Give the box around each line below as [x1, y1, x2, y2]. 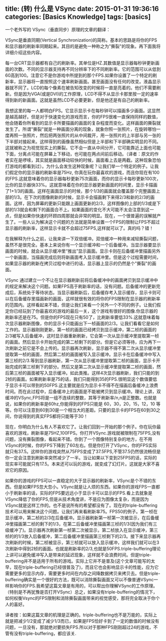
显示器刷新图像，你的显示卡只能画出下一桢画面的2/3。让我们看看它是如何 [9, 320, 160, 326]
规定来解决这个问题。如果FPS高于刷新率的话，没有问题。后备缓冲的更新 [9, 283, 157, 289]
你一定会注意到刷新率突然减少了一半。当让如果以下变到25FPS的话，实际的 [5, 454, 157, 460]
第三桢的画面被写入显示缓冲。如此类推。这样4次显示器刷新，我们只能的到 [9, 370, 160, 376]
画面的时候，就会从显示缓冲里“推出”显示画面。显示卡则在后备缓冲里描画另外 [5, 248, 161, 254]
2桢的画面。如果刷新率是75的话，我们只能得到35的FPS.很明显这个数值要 [5, 376, 153, 382]
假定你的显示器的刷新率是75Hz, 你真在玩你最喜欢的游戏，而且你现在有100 [9, 169, 160, 175]
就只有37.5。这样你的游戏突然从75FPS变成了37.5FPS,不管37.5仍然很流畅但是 [5, 448, 161, 454]
